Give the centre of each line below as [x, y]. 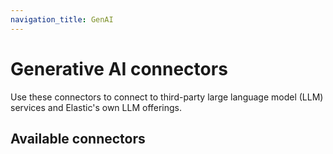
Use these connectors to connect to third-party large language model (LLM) [167, 97]
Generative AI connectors [119, 68]
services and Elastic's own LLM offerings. [96, 107]
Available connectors [78, 138]
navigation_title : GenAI [62, 19]
